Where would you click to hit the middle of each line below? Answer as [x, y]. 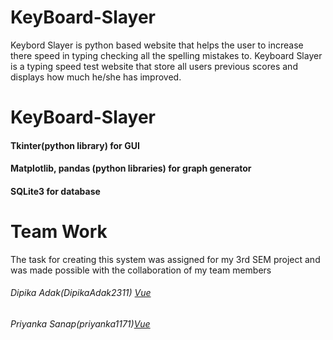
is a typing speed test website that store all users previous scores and [154, 66]
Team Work [59, 232]
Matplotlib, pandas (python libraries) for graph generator [131, 168]
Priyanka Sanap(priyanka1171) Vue [80, 324]
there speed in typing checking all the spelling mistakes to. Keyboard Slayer [166, 55]
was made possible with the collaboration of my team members [141, 270]
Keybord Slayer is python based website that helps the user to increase [157, 45]
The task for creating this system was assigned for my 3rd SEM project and [165, 259]
